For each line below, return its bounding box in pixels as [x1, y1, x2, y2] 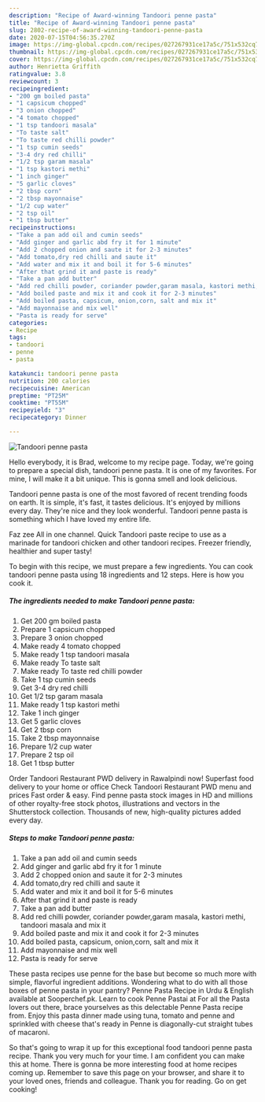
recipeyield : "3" [9, 406, 66, 414]
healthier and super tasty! [9, 546, 93, 556]
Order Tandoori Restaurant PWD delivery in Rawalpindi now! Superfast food [9, 773, 254, 783]
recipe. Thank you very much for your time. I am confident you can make [9, 1051, 245, 1060]
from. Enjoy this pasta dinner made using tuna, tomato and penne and [9, 1011, 235, 1020]
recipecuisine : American [9, 384, 90, 392]
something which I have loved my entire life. [9, 514, 152, 523]
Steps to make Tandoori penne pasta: [9, 834, 135, 843]
